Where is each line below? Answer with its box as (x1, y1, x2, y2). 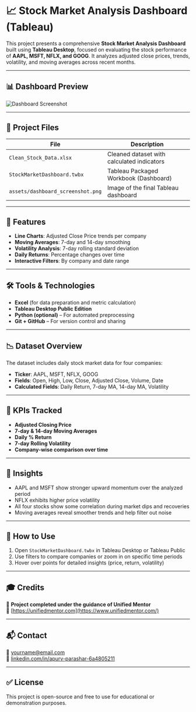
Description (130, 140, 164, 148)
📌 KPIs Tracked (6, 406, 62, 416)
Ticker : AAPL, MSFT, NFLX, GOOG (14, 371, 99, 378)
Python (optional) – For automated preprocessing (14, 311, 135, 319)
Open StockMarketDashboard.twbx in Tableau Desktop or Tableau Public (14, 547, 185, 554)
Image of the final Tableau (107, 183, 179, 191)
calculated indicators (107, 157, 165, 165)
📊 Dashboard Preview (6, 82, 89, 92)
